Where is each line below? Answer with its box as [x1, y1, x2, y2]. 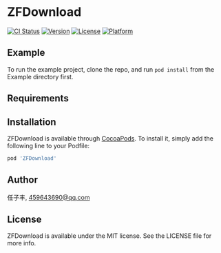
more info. [7, 239, 36, 247]
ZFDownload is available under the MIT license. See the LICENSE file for [7, 232, 212, 240]
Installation [7, 116, 56, 128]
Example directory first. [7, 72, 74, 81]
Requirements [7, 92, 69, 104]
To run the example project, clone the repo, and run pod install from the [7, 65, 215, 73]
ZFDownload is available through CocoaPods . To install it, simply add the [7, 134, 213, 142]
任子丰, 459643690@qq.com [7, 193, 90, 201]
